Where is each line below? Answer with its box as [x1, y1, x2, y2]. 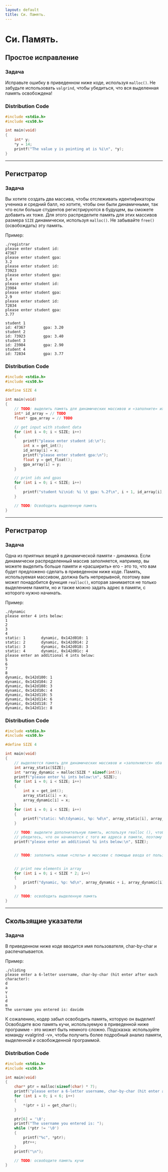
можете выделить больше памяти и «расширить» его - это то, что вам [5, 563, 156, 569]
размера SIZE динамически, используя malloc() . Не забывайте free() [5, 217, 155, 223]
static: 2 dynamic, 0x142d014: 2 [5, 640, 88, 645]
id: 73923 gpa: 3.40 [5, 334, 64, 339]
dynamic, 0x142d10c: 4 [5, 688, 52, 693]
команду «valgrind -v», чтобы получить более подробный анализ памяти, [5, 1032, 162, 1038]
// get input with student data [14, 425, 81, 430]
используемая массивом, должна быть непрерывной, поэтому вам [5, 574, 150, 580]
